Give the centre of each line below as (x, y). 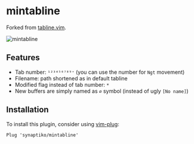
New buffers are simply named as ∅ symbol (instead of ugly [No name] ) (102, 91)
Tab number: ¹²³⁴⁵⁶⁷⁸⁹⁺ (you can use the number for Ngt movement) (100, 72)
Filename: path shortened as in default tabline (71, 78)
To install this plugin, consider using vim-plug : (63, 124)
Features (23, 58)
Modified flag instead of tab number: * (62, 84)
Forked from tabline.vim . (36, 27)
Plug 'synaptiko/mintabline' (42, 135)
